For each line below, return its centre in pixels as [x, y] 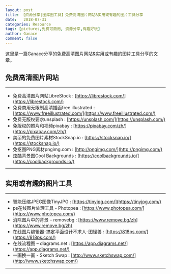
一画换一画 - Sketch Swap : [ [42, 255]
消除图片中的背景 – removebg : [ [46, 219]
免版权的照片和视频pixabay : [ [44, 126]
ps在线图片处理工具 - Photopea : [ [48, 208]
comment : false [21, 39]
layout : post [19, 10]
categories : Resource [28, 24]
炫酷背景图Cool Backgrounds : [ [46, 156]
